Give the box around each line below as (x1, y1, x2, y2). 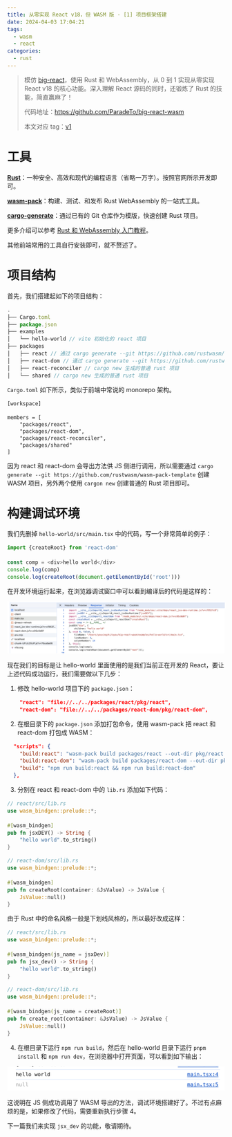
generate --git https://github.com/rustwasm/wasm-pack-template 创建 (7, 470, 210, 479)
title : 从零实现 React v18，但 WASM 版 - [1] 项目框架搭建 (7, 11, 167, 18)
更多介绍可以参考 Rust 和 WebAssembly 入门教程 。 (7, 225, 153, 234)
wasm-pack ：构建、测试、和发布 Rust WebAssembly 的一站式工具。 (7, 196, 204, 205)
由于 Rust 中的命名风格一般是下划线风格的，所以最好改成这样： (7, 914, 187, 923)
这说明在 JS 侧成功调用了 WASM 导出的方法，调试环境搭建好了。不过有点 (7, 1098, 216, 1107)
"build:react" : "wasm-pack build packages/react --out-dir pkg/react (19, 750, 224, 757)
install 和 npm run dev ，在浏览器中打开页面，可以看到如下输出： (17, 1052, 204, 1060)
